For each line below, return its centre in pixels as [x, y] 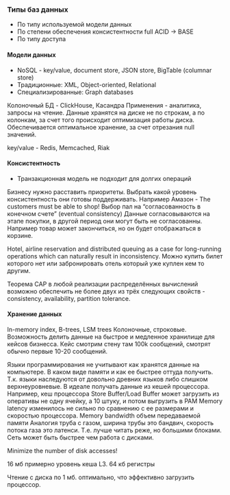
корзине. [20, 235]
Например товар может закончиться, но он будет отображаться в [104, 228]
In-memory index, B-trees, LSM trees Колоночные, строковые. [97, 329]
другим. [19, 270]
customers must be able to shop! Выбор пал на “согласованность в [104, 206]
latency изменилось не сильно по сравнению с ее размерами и [100, 408]
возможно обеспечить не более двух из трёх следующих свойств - [106, 291]
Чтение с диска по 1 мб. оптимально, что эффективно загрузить [101, 477]
